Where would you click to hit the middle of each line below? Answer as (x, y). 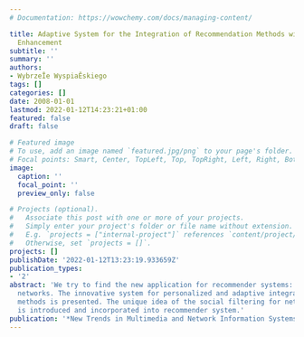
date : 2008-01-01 (42, 101)
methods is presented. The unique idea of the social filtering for (149, 302)
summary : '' (32, 60)
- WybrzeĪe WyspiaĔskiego (58, 76)
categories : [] (38, 93)
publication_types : (46, 268)
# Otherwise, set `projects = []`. (81, 243)
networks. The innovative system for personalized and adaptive (141, 294)
